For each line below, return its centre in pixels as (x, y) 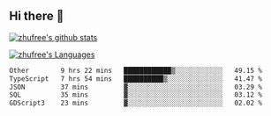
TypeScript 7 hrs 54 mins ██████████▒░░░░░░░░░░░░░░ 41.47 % (136, 79)
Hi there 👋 (37, 16)
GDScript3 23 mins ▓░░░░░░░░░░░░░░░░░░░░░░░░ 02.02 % (136, 103)
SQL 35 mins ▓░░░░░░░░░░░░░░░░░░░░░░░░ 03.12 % (136, 95)
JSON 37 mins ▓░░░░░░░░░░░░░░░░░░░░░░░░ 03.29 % (136, 87)
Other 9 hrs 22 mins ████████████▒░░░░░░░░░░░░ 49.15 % (136, 70)
